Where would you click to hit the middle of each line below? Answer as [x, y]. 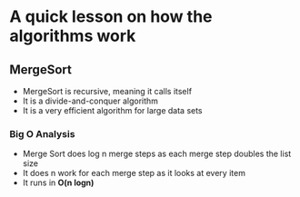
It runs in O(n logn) [58, 182]
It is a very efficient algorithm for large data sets [112, 110]
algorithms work [73, 36]
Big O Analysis [42, 133]
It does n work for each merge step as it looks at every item [134, 173]
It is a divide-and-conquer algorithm [90, 101]
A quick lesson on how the [111, 17]
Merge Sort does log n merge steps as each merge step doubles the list [157, 154]
